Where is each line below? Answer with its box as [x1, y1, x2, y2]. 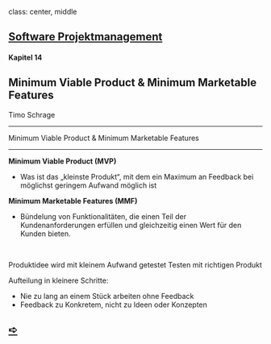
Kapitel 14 [8, 52, 43, 62]
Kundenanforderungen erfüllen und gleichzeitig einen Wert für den [19, 220, 242, 230]
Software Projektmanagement [8, 30, 163, 44]
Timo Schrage [8, 110, 56, 119]
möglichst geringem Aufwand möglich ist [19, 180, 157, 190]
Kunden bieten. [19, 229, 71, 238]
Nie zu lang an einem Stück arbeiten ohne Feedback [19, 291, 194, 300]
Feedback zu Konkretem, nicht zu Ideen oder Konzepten [19, 300, 208, 309]
